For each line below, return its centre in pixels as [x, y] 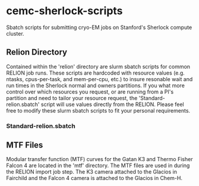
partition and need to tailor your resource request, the [72, 98]
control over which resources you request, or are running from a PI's [90, 92]
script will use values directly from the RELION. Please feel [112, 104]
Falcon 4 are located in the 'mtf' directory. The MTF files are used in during [98, 166]
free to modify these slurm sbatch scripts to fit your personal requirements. [98, 110]
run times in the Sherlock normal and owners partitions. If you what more [96, 85]
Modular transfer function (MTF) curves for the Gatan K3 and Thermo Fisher [99, 159]
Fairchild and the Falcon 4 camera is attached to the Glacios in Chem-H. [94, 178]
